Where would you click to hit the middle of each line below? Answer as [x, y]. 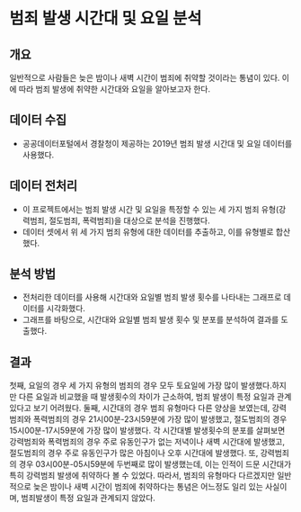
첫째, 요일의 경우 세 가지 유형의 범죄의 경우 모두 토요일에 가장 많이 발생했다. [141, 386]
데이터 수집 [38, 120]
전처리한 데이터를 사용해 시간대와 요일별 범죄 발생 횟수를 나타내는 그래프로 [152, 297]
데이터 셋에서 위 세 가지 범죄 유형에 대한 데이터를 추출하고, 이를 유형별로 [148, 231]
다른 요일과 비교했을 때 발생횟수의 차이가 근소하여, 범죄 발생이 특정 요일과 [147, 397]
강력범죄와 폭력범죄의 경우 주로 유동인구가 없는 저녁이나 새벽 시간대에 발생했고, [147, 442]
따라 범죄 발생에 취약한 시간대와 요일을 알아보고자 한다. [115, 89]
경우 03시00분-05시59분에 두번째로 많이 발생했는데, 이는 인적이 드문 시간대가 [155, 464]
